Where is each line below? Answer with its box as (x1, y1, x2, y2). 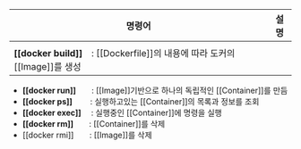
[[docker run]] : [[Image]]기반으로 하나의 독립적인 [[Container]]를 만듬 (21, 85, 288, 95)
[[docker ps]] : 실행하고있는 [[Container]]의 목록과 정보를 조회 (21, 96, 260, 106)
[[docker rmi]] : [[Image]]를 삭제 (21, 129, 152, 140)
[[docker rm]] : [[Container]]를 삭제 (21, 119, 166, 128)
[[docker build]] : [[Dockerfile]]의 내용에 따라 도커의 (13, 47, 236, 59)
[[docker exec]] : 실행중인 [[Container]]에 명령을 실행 (21, 107, 222, 118)
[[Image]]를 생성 (13, 61, 82, 72)
